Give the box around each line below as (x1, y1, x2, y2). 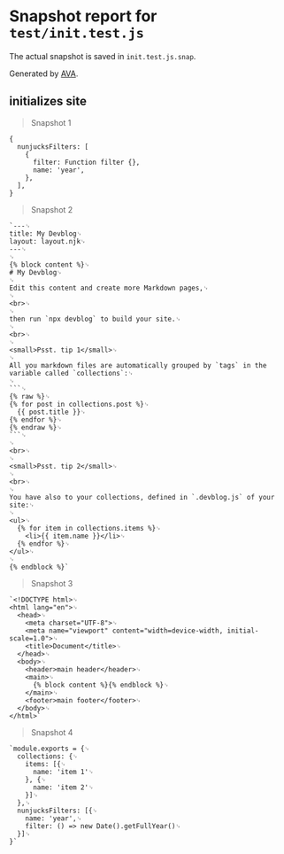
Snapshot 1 (30, 117, 72, 128)
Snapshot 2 (30, 204, 73, 214)
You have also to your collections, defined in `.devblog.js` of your (9, 493, 275, 501)
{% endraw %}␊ (9, 423, 63, 431)
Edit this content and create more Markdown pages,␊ (9, 283, 210, 292)
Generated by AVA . (9, 68, 79, 79)
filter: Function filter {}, (32, 158, 141, 167)
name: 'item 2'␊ (32, 782, 95, 792)
